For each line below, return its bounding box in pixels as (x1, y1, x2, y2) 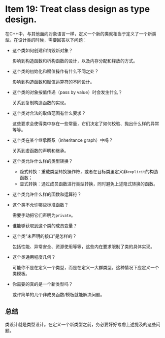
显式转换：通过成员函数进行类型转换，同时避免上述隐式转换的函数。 (19, 181, 158, 186)
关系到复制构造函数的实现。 (12, 99, 69, 105)
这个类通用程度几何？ (12, 254, 56, 260)
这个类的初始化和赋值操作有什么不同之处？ (12, 68, 99, 74)
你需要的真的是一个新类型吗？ (12, 281, 73, 287)
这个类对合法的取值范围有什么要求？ (12, 110, 86, 116)
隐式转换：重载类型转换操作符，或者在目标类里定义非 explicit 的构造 (19, 168, 159, 174)
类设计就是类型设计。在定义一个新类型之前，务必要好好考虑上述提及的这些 (5, 321, 156, 327)
